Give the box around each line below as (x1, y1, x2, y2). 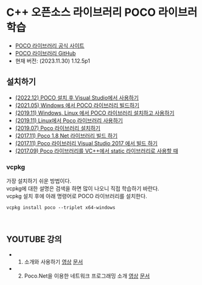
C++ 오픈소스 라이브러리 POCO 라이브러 (6, 5, 198, 19)
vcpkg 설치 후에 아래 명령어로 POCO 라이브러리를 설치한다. (6, 193, 147, 200)
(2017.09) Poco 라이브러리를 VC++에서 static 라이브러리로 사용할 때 (15, 147, 178, 154)
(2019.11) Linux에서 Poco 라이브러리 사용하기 (15, 117, 124, 124)
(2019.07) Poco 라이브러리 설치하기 (15, 124, 100, 131)
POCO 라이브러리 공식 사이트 (15, 42, 85, 49)
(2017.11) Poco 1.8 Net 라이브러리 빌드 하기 (15, 132, 118, 139)
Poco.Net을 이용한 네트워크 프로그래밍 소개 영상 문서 (24, 272, 150, 280)
